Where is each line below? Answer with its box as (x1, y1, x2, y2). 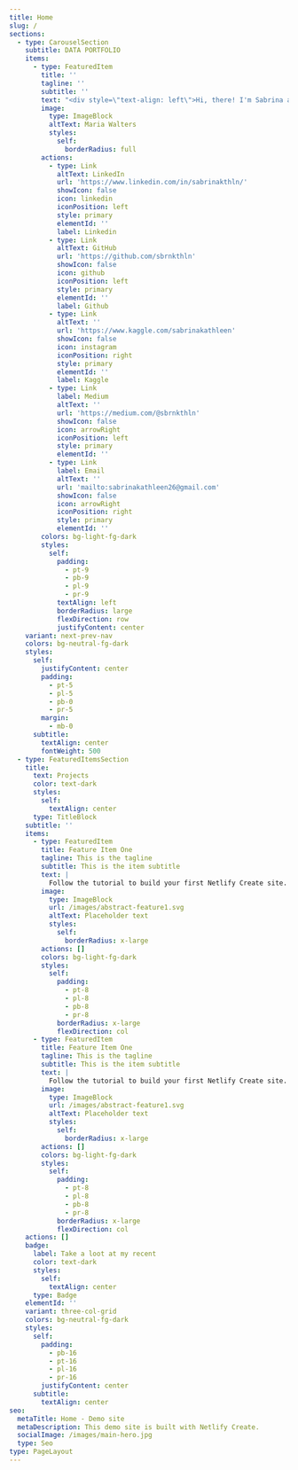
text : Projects (32, 771, 90, 780)
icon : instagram (56, 342, 117, 351)
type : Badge (32, 1291, 77, 1300)
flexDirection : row (56, 614, 129, 623)
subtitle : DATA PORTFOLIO (25, 46, 122, 55)
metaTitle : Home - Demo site (17, 1414, 125, 1423)
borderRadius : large (56, 606, 133, 615)
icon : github (56, 269, 105, 278)
